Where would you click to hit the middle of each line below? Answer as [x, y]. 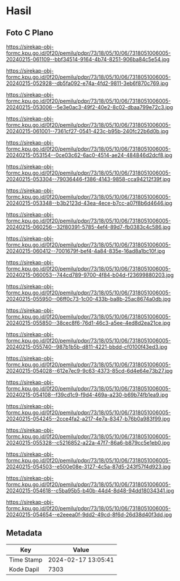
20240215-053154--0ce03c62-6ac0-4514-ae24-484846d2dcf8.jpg [89, 155]
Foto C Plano [30, 33]
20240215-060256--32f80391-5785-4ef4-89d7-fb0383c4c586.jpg [88, 227]
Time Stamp [26, 560]
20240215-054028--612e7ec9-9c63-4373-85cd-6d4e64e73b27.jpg [89, 371]
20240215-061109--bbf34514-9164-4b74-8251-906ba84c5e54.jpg [88, 59]
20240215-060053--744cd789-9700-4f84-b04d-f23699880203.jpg [90, 275]
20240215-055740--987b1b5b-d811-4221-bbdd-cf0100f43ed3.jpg [87, 347]
